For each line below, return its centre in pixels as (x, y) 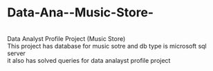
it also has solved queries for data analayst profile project (89, 60)
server (17, 53)
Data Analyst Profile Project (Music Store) (66, 38)
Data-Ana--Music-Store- (81, 13)
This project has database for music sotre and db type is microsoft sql (107, 46)
